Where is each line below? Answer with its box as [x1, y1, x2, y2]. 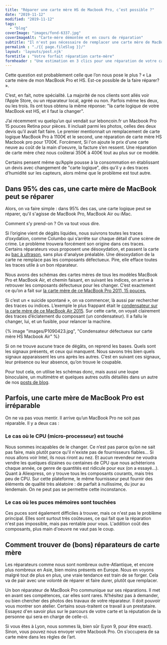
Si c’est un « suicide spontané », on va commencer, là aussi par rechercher [5, 298, 159, 304]
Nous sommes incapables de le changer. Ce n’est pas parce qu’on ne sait [5, 444, 156, 450]
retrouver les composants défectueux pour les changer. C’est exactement [5, 283, 156, 289]
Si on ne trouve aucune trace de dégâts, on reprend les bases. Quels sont [5, 343, 156, 349]
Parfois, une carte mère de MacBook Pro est [5, 394, 144, 402]
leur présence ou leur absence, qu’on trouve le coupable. [5, 359, 123, 365]
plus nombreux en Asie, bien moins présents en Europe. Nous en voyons [5, 567, 154, 573]
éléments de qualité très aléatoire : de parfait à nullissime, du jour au [5, 481, 145, 487]
